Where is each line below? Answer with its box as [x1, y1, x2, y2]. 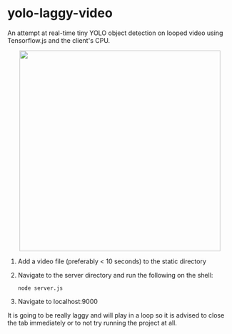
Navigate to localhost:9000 [17, 297, 99, 305]
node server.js [17, 284, 64, 292]
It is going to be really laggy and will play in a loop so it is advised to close [7, 310, 225, 319]
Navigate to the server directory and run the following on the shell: [17, 270, 213, 279]
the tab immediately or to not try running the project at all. [7, 318, 177, 327]
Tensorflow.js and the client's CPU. [7, 36, 111, 44]
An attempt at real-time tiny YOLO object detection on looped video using [7, 29, 223, 37]
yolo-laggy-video [7, 5, 113, 21]
